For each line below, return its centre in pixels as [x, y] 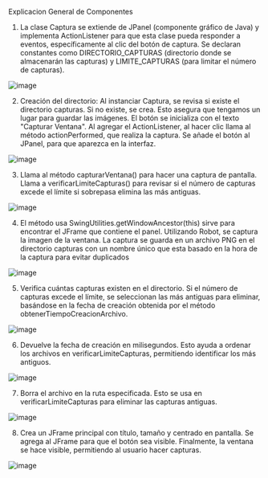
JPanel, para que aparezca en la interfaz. [88, 143]
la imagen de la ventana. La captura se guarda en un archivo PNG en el [137, 240]
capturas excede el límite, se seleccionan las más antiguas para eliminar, [140, 297]
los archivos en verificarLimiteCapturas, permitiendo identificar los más [138, 353]
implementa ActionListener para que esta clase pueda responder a [130, 36]
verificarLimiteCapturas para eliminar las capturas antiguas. [119, 402]
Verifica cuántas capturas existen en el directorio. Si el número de [129, 288]
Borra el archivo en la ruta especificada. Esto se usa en [111, 393]
